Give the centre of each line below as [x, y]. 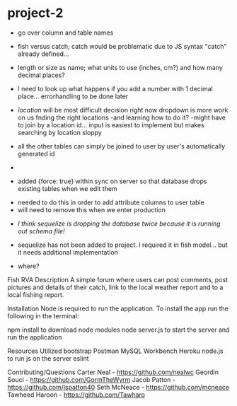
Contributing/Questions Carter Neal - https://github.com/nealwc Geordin [113, 372]
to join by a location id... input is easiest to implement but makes [111, 124]
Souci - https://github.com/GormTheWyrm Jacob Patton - [91, 379]
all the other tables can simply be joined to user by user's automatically [121, 146]
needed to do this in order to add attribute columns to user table [111, 202]
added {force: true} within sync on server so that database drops [112, 181]
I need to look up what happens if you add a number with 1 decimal [115, 88]
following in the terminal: [43, 315]
